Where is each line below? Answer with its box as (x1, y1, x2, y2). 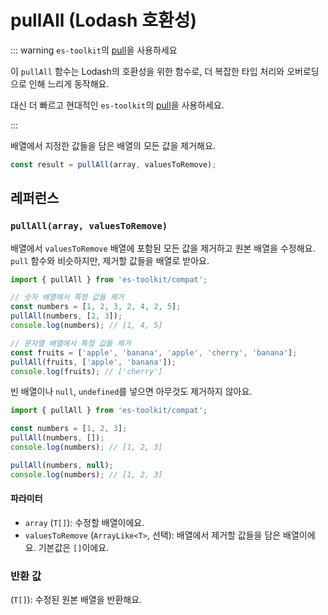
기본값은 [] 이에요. (38, 541, 110, 553)
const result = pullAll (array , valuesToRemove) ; (10, 159, 217, 170)
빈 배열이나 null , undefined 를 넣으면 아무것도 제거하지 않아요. (10, 386, 253, 398)
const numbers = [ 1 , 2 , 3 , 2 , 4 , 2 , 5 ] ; (10, 302, 182, 312)
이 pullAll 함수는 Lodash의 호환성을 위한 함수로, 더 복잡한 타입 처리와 (10, 65, 285, 77)
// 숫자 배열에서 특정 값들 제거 (10, 292, 125, 303)
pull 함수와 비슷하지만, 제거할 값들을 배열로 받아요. (10, 254, 210, 266)
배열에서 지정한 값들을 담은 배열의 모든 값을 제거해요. (10, 139, 216, 151)
